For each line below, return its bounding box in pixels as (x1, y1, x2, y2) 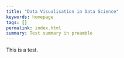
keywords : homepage (6, 14, 54, 20)
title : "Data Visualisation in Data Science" (6, 8, 119, 15)
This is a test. (6, 46, 39, 53)
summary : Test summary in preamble (6, 30, 93, 36)
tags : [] (6, 19, 27, 25)
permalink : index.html (6, 25, 61, 31)
